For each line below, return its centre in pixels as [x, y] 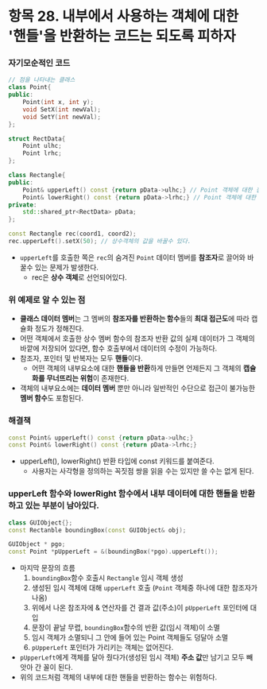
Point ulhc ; [42, 146]
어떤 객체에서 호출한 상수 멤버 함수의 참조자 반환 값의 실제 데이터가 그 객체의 [137, 339]
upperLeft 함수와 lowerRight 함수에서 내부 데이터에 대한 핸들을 [123, 494]
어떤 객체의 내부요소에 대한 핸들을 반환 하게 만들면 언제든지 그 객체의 [136, 368]
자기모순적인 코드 [39, 63]
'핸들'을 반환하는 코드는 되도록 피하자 [122, 36]
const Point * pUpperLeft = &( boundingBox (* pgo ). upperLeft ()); [113, 552]
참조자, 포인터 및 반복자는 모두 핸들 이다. [81, 358]
